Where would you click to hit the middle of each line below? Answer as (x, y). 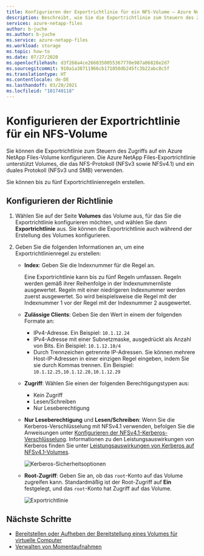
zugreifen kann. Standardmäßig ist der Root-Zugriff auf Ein (98, 482)
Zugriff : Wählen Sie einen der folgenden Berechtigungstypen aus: (107, 383)
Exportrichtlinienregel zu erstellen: (58, 253)
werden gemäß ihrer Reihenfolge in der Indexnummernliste (98, 283)
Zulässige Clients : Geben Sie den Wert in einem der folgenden (103, 314)
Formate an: (39, 321)
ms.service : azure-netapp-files (47, 40)
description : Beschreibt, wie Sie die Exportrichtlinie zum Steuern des (100, 18)
